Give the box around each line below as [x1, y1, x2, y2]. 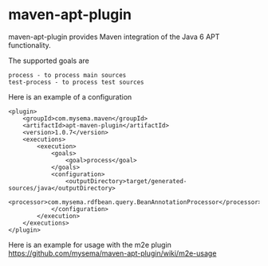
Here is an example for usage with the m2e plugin [8, 240, 171, 249]
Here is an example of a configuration [8, 92, 132, 101]
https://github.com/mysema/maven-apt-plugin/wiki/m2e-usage [8, 248, 217, 258]
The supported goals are [8, 56, 89, 65]
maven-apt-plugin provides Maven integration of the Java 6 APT [8, 32, 220, 41]
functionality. [8, 40, 52, 49]
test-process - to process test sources [8, 78, 145, 86]
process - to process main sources [8, 71, 127, 79]
